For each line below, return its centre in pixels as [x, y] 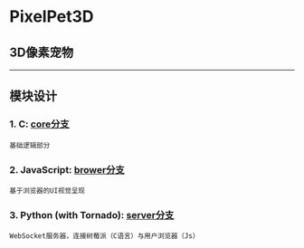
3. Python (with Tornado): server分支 [92, 215]
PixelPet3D [52, 17]
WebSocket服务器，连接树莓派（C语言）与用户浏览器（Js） [104, 236]
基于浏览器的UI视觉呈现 [47, 191]
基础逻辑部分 [30, 145]
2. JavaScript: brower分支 [67, 169]
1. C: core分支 [39, 124]
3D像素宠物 [42, 52]
